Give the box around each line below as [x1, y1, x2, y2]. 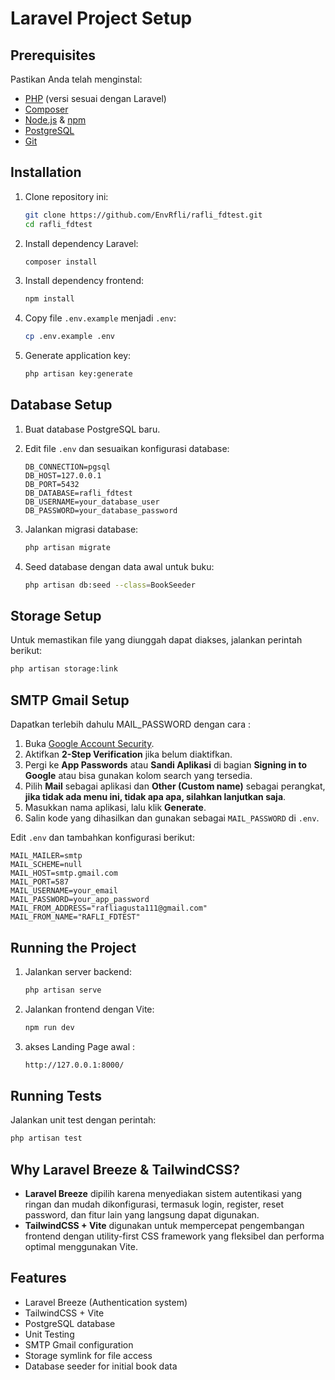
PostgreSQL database [24, 1317, 116, 1329]
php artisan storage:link [10, 664, 118, 674]
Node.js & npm [24, 114, 87, 126]
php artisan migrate [24, 542, 111, 552]
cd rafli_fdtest [24, 219, 93, 229]
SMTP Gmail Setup [10, 692, 130, 709]
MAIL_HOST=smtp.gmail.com [10, 868, 118, 879]
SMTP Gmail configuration [24, 1338, 134, 1351]
